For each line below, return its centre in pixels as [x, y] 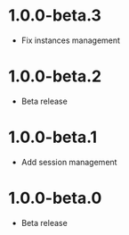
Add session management [69, 162]
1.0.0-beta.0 [55, 198]
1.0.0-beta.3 [55, 16]
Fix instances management [71, 40]
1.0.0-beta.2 [55, 76]
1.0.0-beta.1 [53, 137]
